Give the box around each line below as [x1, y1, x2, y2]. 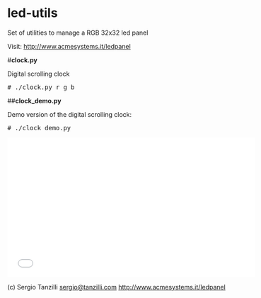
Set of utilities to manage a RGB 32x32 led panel [7, 28, 149, 37]
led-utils [7, 5, 58, 21]
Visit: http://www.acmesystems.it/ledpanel [7, 42, 131, 50]
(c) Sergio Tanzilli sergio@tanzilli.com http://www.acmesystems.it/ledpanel [7, 282, 226, 291]
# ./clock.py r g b [7, 83, 75, 91]
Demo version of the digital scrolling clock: [7, 110, 132, 118]
